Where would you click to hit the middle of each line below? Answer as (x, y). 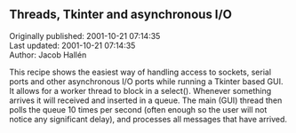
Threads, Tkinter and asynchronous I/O (121, 15)
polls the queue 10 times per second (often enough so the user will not (138, 109)
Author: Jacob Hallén (48, 55)
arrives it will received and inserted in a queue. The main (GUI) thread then (146, 100)
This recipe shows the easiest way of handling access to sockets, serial (140, 72)
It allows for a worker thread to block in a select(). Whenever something (140, 90)
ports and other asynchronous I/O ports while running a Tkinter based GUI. (146, 81)
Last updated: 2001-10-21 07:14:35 (72, 45)
